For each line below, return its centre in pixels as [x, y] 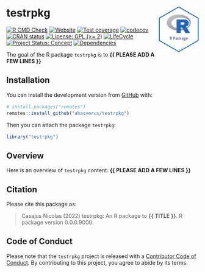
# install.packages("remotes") [46, 106]
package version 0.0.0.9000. [57, 222]
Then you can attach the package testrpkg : [61, 125]
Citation [22, 190]
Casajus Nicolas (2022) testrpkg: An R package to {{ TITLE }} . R [102, 216]
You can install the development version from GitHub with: [79, 95]
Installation [28, 80]
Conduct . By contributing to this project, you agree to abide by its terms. [97, 262]
